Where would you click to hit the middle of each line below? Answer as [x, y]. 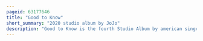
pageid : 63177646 [28, 12]
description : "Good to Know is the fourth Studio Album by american [94, 29]
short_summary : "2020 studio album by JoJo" [63, 23]
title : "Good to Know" [35, 17]
